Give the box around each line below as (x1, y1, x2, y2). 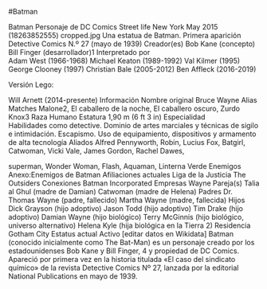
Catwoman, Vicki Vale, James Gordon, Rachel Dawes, (8, 146, 185, 155)
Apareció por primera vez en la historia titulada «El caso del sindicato (8, 255, 236, 264)
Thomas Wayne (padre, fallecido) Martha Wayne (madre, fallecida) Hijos (8, 195, 245, 205)
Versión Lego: (8, 80, 54, 89)
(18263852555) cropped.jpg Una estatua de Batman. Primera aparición (8, 31, 241, 40)
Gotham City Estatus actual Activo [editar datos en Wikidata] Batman (8, 229, 234, 238)
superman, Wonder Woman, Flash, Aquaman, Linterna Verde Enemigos (8, 162, 241, 170)
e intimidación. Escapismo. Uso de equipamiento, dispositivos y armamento (8, 129, 257, 139)
